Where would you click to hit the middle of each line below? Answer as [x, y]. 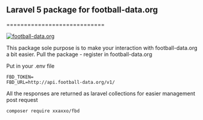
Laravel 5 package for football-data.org [82, 10]
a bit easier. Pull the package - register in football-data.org [79, 54]
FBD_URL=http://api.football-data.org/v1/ [61, 82]
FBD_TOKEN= [20, 77]
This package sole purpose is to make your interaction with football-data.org [102, 48]
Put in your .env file [31, 66]
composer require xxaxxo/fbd [43, 111]
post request [22, 99]
